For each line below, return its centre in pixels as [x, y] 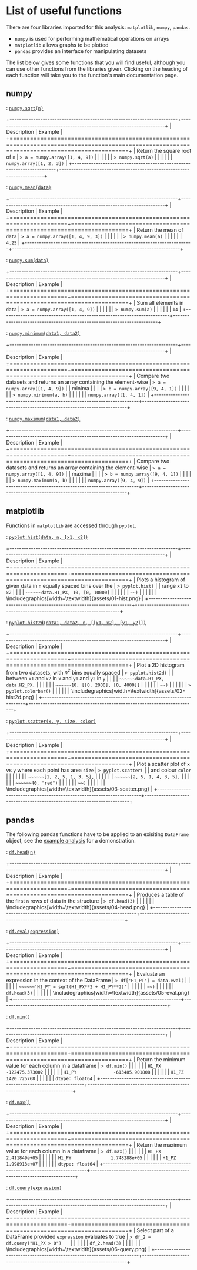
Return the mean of [160, 230]
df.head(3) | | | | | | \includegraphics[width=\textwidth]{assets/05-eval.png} [98, 993]
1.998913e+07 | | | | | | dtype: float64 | [52, 1164]
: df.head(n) [21, 852]
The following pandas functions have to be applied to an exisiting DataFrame [98, 834]
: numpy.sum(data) [27, 260]
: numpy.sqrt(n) [25, 108]
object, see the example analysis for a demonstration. [71, 841]
